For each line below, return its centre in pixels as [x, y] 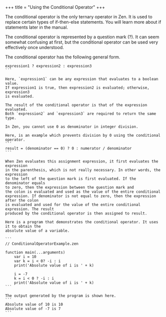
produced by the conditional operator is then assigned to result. [76, 213]
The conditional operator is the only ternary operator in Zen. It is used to [79, 17]
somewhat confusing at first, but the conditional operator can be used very [82, 42]
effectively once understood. [35, 47]
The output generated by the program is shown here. [61, 296]
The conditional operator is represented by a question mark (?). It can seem [82, 37]
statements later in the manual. [37, 27]
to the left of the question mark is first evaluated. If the [71, 179]
